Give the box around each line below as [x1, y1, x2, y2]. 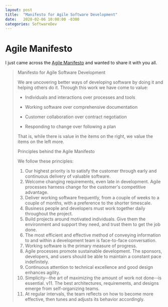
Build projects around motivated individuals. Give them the [25, 216, 146, 222]
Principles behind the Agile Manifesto [17, 148, 95, 155]
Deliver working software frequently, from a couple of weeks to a [25, 195, 159, 201]
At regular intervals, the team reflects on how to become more [25, 291, 154, 297]
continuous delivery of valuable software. [25, 173, 111, 179]
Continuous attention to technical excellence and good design [25, 264, 153, 270]
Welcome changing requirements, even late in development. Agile [25, 179, 161, 185]
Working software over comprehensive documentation [25, 104, 138, 110]
